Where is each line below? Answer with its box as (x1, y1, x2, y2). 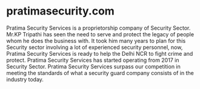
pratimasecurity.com (6, 4, 115, 18)
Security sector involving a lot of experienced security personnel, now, (6, 44, 183, 51)
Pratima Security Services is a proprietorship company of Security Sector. (6, 24, 191, 31)
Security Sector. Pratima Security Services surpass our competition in (6, 62, 181, 70)
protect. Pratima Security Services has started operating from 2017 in (6, 56, 179, 64)
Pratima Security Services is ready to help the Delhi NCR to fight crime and (6, 50, 193, 57)
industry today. (6, 76, 44, 83)
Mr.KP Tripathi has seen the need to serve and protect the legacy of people (6, 30, 195, 38)
